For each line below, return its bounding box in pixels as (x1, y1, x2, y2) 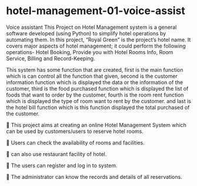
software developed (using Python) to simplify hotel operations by (6, 29, 166, 36)
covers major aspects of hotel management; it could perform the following (6, 42, 186, 49)
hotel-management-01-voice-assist (6, 4, 185, 18)
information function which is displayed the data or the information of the (6, 78, 183, 86)
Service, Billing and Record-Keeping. (6, 55, 95, 62)
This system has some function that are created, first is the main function (6, 66, 183, 73)
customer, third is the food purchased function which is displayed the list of (6, 85, 189, 92)
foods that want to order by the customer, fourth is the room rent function (6, 91, 184, 98)
